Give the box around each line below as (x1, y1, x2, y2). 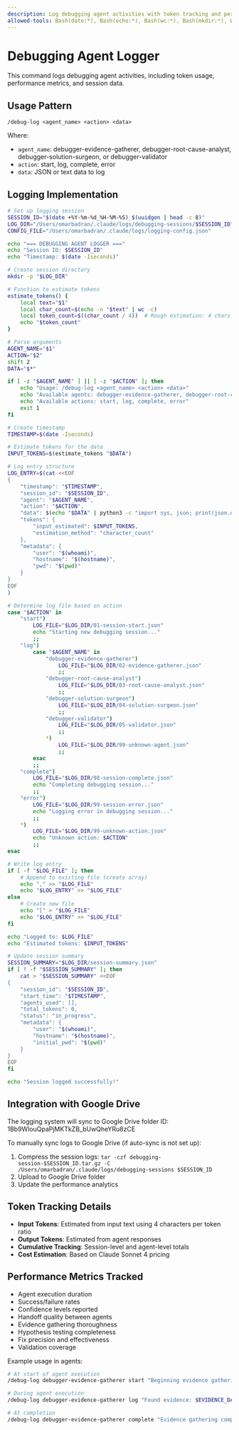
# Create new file (20, 900, 75, 907)
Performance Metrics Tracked (7, 1271, 144, 1283)
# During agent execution (7, 1390, 84, 1397)
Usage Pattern (7, 99, 73, 111)
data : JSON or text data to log (17, 168, 105, 176)
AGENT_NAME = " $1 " (7, 345, 55, 352)
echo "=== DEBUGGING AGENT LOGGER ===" (7, 240, 126, 247)
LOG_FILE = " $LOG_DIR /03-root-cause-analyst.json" (58, 682, 205, 689)
